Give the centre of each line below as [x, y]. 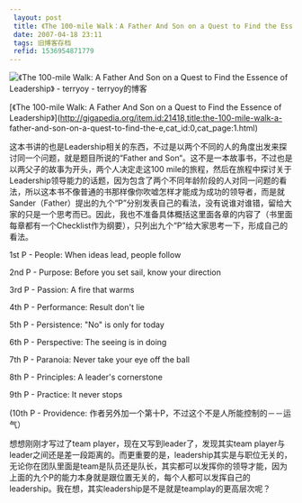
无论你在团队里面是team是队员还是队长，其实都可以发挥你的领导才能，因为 [148, 466]
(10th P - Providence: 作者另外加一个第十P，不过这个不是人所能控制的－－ [147, 413]
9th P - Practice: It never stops [66, 395]
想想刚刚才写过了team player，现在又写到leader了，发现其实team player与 [147, 444]
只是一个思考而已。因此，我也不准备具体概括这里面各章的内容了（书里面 [159, 215]
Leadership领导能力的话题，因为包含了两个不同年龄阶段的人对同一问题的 [144, 180]
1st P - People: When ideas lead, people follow [95, 255]
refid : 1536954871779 [53, 51]
